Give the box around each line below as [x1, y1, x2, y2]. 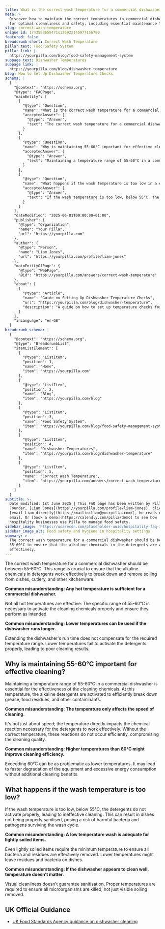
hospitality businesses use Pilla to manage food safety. [9, 520, 131, 525]
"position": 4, [23, 442, 54, 447]
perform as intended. [5, 611, 48, 617]
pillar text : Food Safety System [5, 44, 74, 49]
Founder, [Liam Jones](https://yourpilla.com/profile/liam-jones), [9, 506, 151, 511]
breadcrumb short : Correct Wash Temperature [5, 39, 98, 44]
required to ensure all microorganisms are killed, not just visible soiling [5, 886, 147, 892]
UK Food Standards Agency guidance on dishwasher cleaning [12, 919, 138, 925]
